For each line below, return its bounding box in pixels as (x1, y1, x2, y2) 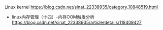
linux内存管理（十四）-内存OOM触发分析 (11, 14, 95, 20)
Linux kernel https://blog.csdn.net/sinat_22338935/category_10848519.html (4, 4, 158, 10)
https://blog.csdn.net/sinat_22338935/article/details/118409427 (11, 19, 142, 25)
